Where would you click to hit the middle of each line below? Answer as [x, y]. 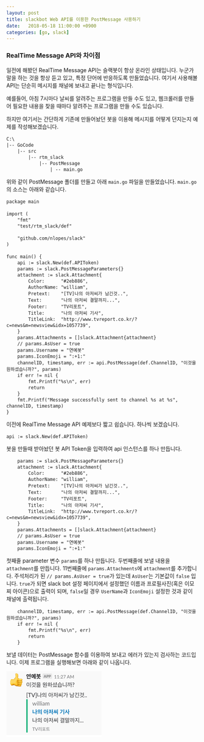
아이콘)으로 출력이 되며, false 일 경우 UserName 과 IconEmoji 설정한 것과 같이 [103, 591]
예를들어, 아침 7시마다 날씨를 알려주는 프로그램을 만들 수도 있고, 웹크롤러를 [95, 98]
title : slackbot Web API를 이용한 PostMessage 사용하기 [74, 19]
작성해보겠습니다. [38, 127]
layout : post [23, 13]
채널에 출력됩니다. [28, 598]
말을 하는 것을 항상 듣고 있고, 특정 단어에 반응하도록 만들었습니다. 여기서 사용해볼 [102, 78]
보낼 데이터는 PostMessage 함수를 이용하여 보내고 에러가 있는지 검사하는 [93, 655]
